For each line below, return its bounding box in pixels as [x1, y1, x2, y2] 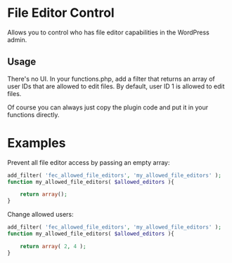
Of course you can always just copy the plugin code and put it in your [7, 103, 209, 112]
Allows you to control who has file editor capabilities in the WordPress [7, 28, 210, 36]
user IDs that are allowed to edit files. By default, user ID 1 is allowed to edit [7, 82, 225, 90]
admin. [7, 35, 27, 43]
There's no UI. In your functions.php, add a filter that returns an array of [7, 74, 216, 83]
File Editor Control [7, 5, 115, 21]
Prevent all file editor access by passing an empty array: [7, 158, 170, 166]
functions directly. [7, 110, 60, 119]
